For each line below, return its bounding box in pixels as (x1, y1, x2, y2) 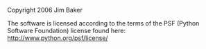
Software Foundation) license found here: (7, 27, 126, 35)
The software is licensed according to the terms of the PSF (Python (7, 19, 200, 27)
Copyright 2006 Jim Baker (7, 6, 83, 14)
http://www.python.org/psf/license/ (7, 34, 109, 42)
